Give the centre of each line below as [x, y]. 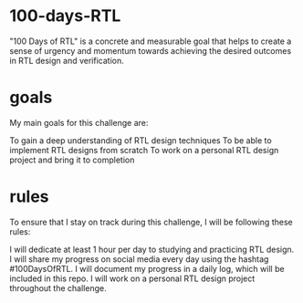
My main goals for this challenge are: [79, 122]
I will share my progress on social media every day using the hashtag [139, 259]
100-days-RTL [65, 16]
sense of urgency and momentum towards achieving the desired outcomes [151, 50]
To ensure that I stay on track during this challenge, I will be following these [151, 222]
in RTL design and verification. [67, 60]
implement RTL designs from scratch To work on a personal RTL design [144, 150]
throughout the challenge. [58, 287]
